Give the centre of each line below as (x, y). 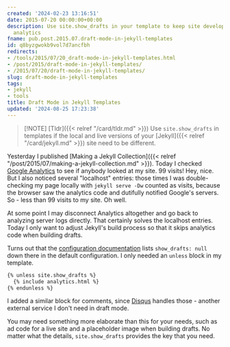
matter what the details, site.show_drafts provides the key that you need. (111, 336)
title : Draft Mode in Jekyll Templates (64, 103)
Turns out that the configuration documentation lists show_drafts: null (107, 248)
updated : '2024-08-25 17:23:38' (53, 109)
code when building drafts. (45, 235)
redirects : (23, 52)
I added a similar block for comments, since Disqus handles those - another (114, 301)
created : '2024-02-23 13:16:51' (53, 13)
